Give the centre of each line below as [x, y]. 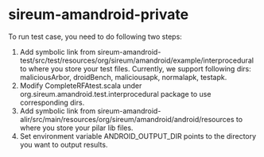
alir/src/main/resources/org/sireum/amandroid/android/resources [127, 119]
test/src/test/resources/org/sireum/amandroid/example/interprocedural [137, 60]
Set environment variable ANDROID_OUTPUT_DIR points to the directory [138, 136]
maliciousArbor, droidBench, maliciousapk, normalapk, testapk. [123, 77]
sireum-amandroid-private [99, 15]
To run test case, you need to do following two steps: [95, 36]
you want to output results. [64, 144]
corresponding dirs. [52, 102]
